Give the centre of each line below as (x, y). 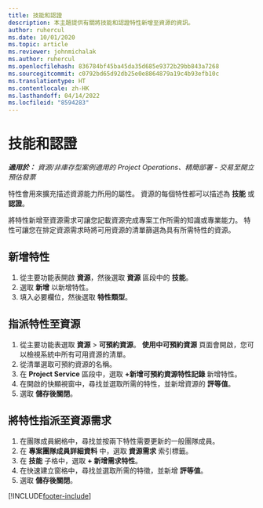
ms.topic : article (38, 45)
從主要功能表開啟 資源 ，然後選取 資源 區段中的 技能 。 (106, 277)
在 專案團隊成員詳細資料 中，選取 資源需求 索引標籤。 (106, 451)
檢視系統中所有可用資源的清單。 (78, 354)
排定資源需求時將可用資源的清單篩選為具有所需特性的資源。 (139, 230)
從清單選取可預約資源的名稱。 (68, 364)
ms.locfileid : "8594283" (49, 103)
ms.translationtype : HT (47, 81)
